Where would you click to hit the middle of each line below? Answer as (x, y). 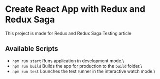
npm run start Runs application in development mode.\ (68, 61)
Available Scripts (32, 49)
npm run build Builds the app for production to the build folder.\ (77, 66)
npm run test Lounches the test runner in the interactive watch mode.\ (84, 71)
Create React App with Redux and (75, 9)
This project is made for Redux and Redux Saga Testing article (68, 33)
